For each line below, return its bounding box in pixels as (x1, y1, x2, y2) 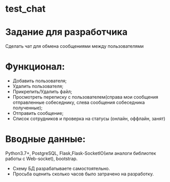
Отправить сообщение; (12, 110, 64, 116)
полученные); (12, 105, 43, 111)
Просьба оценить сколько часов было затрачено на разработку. (12, 171, 154, 177)
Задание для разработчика (5, 26, 128, 38)
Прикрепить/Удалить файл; (12, 88, 72, 95)
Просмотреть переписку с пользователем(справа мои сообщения (12, 94, 159, 100)
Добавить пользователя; (12, 78, 67, 84)
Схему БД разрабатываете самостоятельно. (12, 166, 110, 171)
